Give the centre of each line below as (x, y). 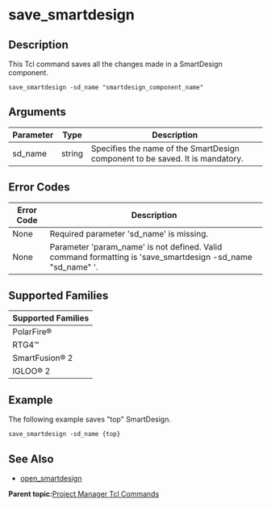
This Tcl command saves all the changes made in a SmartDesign (116, 64)
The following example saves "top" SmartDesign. (90, 419)
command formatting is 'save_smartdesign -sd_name (151, 257)
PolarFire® (32, 332)
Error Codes (39, 187)
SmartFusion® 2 (43, 358)
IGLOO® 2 (31, 371)
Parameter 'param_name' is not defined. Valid (136, 246)
